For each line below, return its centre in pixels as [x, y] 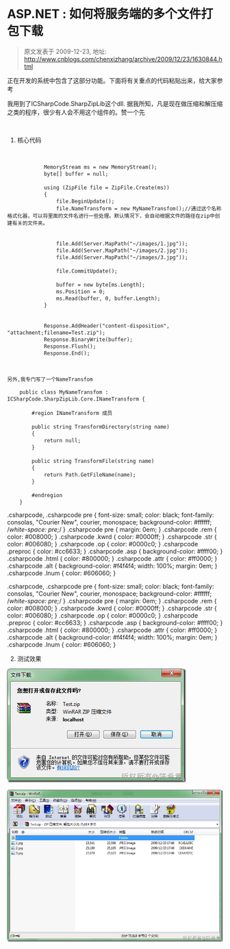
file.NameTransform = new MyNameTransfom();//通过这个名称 [139, 208]
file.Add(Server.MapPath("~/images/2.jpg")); [122, 251]
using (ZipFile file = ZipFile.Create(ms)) [106, 188]
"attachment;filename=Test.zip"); [56, 333]
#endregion [47, 495]
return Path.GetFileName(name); [90, 474]
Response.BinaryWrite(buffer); [88, 340]
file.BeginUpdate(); [85, 201]
